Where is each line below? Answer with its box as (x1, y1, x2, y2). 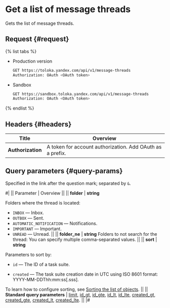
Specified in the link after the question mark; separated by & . (5, 180, 132, 186)
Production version (12, 58, 53, 64)
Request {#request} (5, 35, 69, 43)
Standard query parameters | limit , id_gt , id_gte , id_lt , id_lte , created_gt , (5, 291, 156, 297)
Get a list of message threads (5, 4, 131, 15)
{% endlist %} (5, 105, 34, 112)
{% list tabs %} (5, 48, 37, 54)
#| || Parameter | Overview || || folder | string (5, 190, 100, 196)
